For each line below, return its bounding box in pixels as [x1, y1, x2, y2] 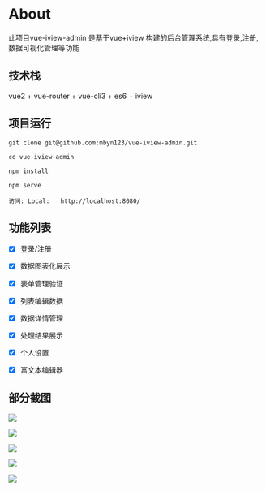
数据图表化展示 [19, 261, 71, 271]
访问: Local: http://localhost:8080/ [8, 196, 141, 205]
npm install [8, 167, 49, 175]
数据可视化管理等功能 [8, 42, 79, 53]
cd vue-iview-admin [8, 153, 75, 161]
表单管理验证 [19, 278, 63, 288]
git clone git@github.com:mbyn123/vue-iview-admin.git [8, 139, 198, 147]
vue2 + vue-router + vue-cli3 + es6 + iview [8, 91, 153, 101]
